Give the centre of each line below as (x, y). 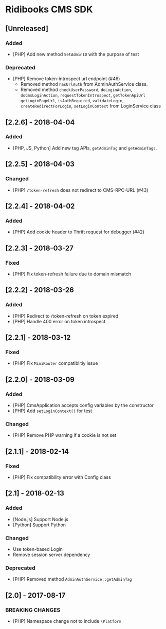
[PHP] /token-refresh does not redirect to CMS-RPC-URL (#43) (80, 190)
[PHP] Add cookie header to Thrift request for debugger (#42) (79, 232)
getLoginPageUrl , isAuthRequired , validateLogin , (72, 101)
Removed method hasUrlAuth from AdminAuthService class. (84, 84)
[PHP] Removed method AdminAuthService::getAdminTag (72, 579)
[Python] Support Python (39, 525)
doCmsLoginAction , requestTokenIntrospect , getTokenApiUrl (83, 95)
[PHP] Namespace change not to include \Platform (67, 621)
